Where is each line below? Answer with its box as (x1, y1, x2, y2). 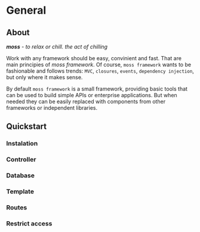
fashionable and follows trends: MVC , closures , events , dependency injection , (6, 67, 194, 75)
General (6, 4, 47, 17)
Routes (6, 203, 27, 212)
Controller (6, 156, 36, 164)
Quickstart (6, 122, 47, 132)
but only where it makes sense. (6, 74, 83, 81)
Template (6, 187, 35, 196)
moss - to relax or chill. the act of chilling (6, 43, 108, 50)
